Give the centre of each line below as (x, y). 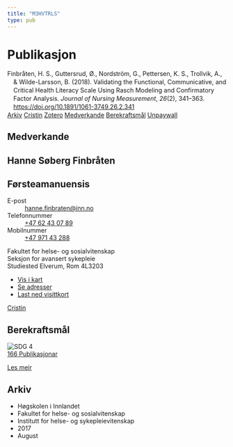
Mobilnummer (27, 230)
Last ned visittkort (43, 295)
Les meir (20, 368)
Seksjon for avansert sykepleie (51, 259)
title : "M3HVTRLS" (34, 14)
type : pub (22, 20)
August (27, 436)
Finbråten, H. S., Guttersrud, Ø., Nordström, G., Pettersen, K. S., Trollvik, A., (115, 74)
